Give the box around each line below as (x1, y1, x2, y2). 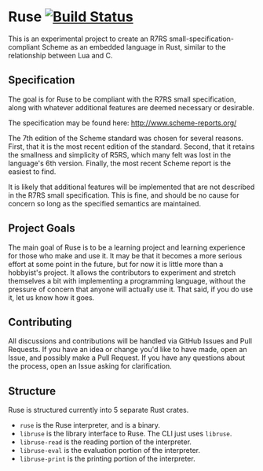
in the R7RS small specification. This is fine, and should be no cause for (8, 190, 239, 200)
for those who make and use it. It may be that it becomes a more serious (8, 250, 243, 260)
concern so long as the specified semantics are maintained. (8, 198, 202, 208)
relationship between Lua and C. (8, 50, 113, 60)
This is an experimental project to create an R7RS (8, 34, 167, 43)
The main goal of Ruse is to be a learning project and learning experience (8, 243, 246, 252)
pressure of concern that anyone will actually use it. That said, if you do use (8, 284, 254, 294)
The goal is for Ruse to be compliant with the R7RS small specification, (8, 95, 237, 104)
